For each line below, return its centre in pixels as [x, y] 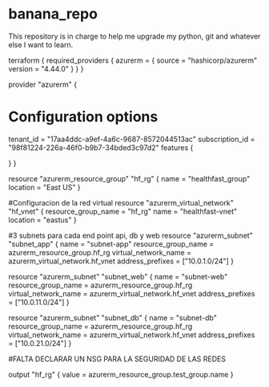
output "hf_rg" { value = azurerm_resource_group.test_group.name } [121, 374]
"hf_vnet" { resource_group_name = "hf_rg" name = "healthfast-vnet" [123, 211]
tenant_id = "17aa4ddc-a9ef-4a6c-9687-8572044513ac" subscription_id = [132, 139]
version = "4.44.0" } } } [46, 68]
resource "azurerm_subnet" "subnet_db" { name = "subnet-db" [113, 317]
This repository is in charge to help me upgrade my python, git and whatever [134, 36]
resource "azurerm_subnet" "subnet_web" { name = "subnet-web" [118, 276]
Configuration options [83, 117]
